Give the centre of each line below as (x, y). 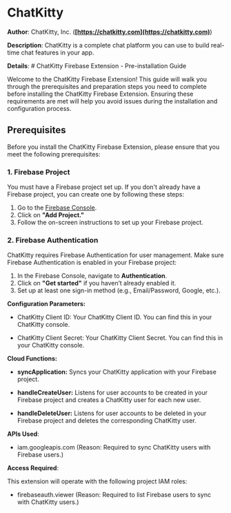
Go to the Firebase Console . (57, 208)
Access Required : (33, 468)
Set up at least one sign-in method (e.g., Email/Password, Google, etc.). (119, 290)
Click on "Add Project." (51, 215)
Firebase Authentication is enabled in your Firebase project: (92, 263)
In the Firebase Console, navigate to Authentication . (92, 276)
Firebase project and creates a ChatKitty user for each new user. (109, 400)
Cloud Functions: (32, 359)
